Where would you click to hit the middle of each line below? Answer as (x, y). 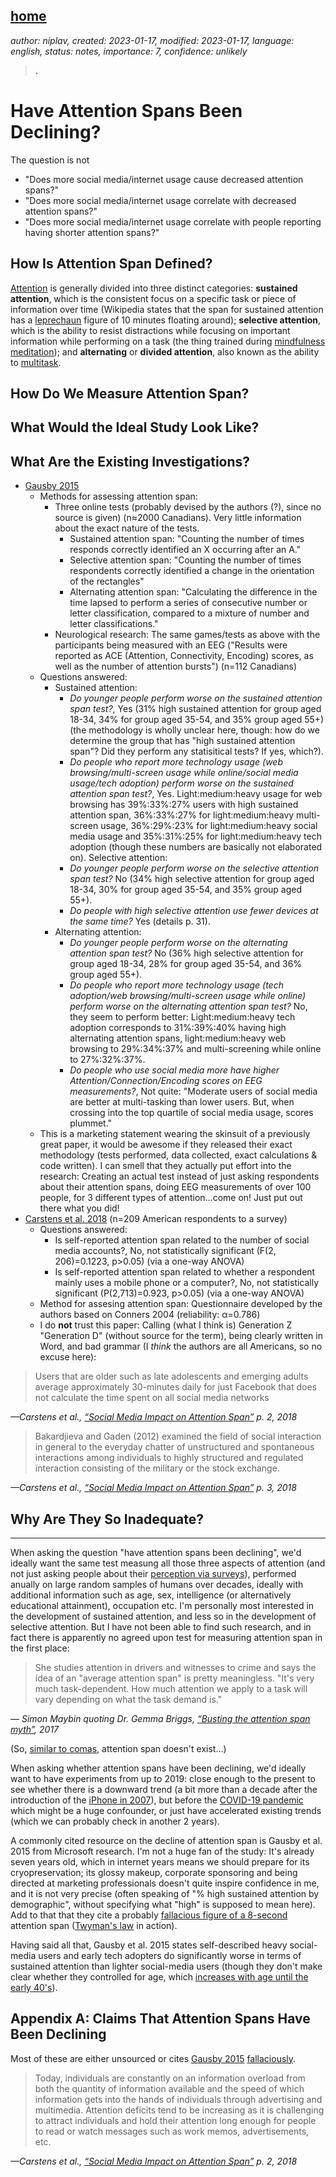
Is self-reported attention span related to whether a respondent (185, 1272)
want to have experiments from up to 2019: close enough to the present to (163, 1778)
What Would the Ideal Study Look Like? (135, 427)
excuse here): (68, 1357)
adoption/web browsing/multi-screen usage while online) (188, 996)
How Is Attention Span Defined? (111, 264)
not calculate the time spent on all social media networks (152, 1398)
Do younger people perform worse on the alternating (178, 943)
